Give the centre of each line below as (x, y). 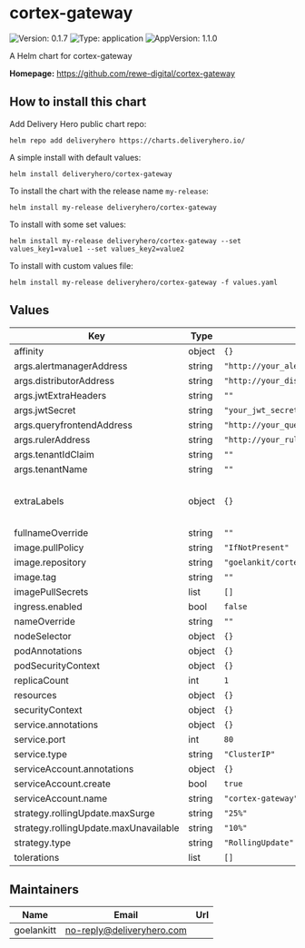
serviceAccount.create (62, 784)
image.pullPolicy (49, 548)
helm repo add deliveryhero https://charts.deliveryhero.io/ (128, 140)
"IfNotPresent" (256, 547)
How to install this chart (78, 102)
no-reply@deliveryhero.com (126, 931)
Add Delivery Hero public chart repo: (78, 123)
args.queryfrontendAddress (74, 425)
